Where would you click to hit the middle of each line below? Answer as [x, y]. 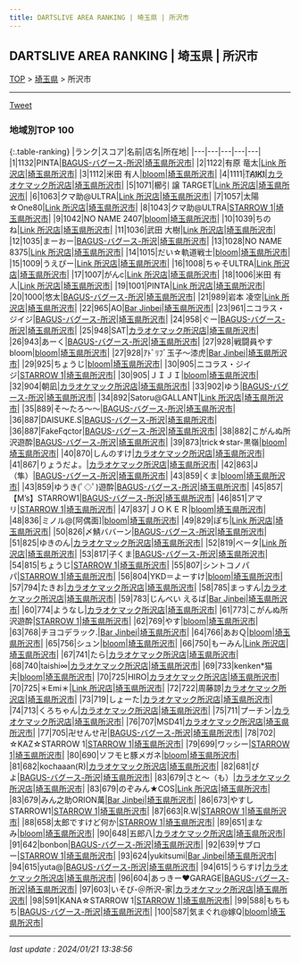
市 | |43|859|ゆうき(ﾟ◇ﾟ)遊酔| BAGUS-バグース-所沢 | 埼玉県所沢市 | [129, 486]
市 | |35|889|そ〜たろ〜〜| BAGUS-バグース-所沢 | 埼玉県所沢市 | [123, 409]
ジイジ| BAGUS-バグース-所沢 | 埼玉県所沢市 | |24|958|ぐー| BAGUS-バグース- [147, 319]
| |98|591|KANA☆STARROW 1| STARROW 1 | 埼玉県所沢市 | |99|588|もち [154, 900]
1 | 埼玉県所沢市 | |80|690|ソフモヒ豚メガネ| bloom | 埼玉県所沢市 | [124, 755]
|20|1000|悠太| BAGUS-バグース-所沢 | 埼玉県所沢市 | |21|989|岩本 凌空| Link [144, 297]
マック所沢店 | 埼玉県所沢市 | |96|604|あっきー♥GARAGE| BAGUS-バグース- [153, 878]
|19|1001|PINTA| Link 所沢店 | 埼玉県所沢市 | [190, 285]
